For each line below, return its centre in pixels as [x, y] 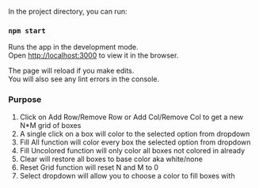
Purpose [25, 100]
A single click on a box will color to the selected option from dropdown [135, 133]
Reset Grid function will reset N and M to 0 [89, 167]
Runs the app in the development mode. [73, 47]
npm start [27, 30]
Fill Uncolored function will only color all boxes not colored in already [132, 150]
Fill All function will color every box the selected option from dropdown [135, 142]
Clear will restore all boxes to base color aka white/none [111, 159]
